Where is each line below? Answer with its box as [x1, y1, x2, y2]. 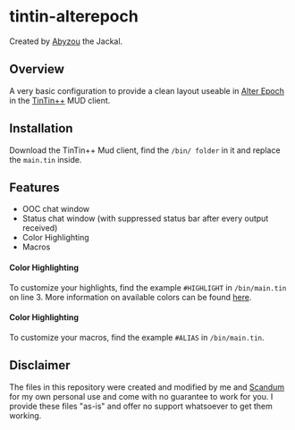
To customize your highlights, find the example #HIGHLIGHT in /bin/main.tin [9, 282, 287, 292]
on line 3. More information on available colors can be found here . [9, 291, 252, 302]
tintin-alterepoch [9, 6, 139, 27]
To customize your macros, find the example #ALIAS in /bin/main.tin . [9, 332, 265, 342]
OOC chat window [21, 204, 90, 215]
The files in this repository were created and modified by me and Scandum [9, 382, 284, 392]
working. [9, 409, 42, 421]
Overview [9, 62, 65, 77]
